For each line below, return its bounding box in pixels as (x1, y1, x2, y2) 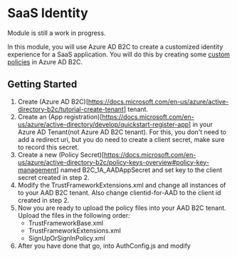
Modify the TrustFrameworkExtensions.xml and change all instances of (17, 181, 226, 189)
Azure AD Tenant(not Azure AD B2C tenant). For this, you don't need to (17, 127, 226, 136)
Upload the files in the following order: (17, 211, 130, 219)
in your (192, 120, 214, 128)
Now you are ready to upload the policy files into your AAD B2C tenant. (17, 203, 226, 212)
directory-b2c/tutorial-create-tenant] (17, 105, 127, 114)
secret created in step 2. (17, 173, 90, 181)
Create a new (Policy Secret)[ (17, 150, 105, 158)
